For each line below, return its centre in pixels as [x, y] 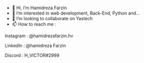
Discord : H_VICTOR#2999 [32, 55]
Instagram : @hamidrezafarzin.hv [39, 36]
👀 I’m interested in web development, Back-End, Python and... [76, 13]
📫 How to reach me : [34, 24]
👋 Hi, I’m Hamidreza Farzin [39, 8]
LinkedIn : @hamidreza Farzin [35, 46]
